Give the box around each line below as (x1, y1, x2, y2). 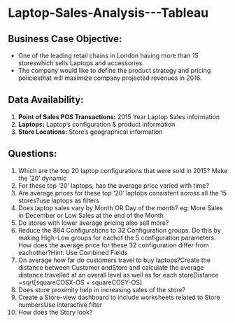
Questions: (8, 148, 57, 160)
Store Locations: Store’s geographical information (17, 128, 163, 136)
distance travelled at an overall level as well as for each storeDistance (17, 270, 219, 279)
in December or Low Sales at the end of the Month (17, 211, 164, 219)
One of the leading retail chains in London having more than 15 (17, 51, 199, 60)
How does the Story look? (17, 308, 93, 316)
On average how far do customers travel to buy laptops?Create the (17, 256, 211, 264)
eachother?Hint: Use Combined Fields (17, 248, 128, 256)
